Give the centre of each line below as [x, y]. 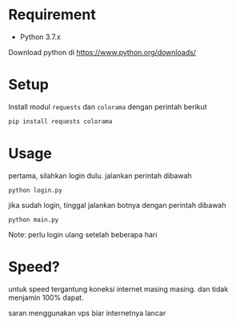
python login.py [35, 190]
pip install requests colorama [60, 121]
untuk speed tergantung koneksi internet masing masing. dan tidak [118, 288]
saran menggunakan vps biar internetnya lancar [87, 312]
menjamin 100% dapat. [46, 297]
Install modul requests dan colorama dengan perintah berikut [108, 106]
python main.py [34, 220]
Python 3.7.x [40, 37]
